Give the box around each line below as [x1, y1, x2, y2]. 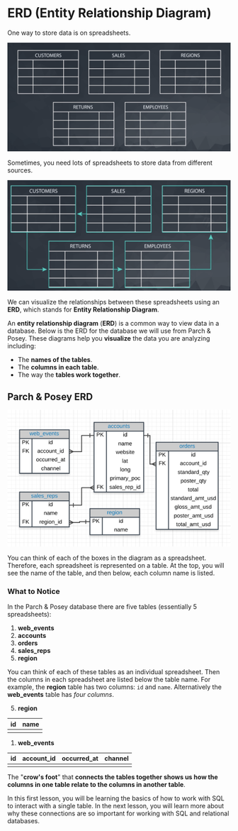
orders [17, 639, 38, 647]
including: [7, 341, 37, 350]
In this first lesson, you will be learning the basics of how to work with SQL [7, 793, 225, 803]
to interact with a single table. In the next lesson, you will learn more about [7, 801, 225, 810]
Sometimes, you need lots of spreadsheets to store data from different [7, 158, 212, 167]
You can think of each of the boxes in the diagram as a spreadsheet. [7, 554, 207, 562]
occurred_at [61, 754, 99, 763]
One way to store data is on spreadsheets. [7, 28, 131, 37]
